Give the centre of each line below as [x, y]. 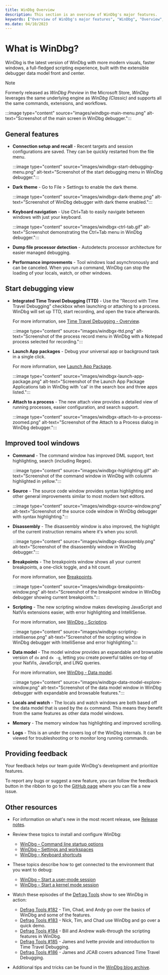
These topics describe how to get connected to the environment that [83, 865]
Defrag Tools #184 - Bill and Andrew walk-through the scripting [85, 931]
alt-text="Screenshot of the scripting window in [97, 637]
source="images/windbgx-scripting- [101, 632]
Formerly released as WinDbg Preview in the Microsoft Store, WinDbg [77, 93]
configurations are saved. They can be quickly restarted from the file [83, 152]
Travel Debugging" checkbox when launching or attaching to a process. [86, 306]
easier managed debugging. [41, 252]
